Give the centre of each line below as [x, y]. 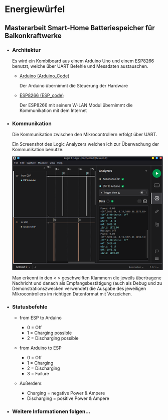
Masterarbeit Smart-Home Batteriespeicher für [80, 28]
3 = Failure [38, 374]
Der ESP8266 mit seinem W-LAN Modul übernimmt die [76, 105]
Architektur [26, 50]
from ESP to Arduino [41, 318]
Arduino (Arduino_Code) [44, 76]
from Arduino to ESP [41, 348]
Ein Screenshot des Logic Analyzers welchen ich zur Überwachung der [86, 144]
